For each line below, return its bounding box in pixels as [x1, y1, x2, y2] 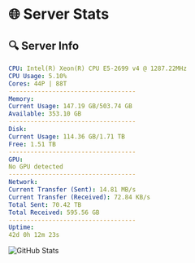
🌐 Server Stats [8, 5, 110, 24]
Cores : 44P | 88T [8, 79, 67, 88]
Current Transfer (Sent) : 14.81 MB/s [8, 186, 136, 194]
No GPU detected [8, 163, 63, 171]
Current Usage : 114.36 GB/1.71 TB [8, 132, 126, 141]
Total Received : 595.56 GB [8, 208, 100, 217]
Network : [8, 178, 38, 186]
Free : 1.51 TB [8, 140, 57, 148]
